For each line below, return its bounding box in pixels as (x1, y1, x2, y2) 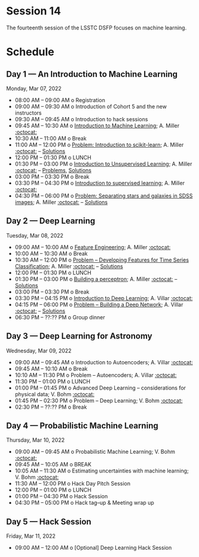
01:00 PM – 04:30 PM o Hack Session (14, 493, 108, 500)
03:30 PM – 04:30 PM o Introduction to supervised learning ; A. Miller (14, 179, 185, 187)
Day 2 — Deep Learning (6, 216, 96, 226)
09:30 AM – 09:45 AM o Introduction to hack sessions (14, 115, 148, 122)
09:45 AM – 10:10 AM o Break (14, 365, 88, 372)
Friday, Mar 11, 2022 (6, 532, 56, 540)
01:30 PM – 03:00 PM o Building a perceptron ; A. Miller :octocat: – (14, 275, 177, 283)
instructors (14, 109, 42, 116)
